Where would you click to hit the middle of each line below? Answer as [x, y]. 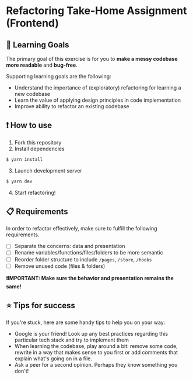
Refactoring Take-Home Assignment [96, 11]
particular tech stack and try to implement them [72, 340]
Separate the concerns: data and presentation [70, 246]
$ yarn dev [19, 181]
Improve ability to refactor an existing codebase [72, 106]
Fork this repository [38, 142]
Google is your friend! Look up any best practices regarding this [91, 334]
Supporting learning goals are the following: [59, 76]
